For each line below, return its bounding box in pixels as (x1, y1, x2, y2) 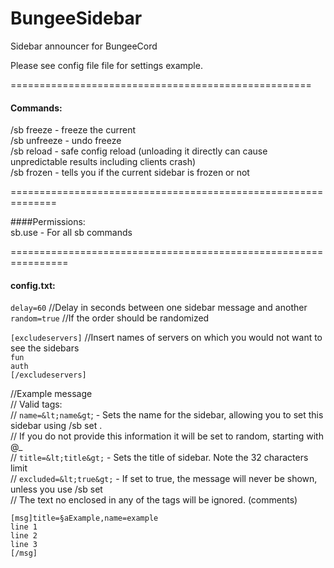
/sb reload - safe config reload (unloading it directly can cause (10, 145, 268, 157)
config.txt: (10, 279, 56, 291)
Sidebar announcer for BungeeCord (10, 40, 158, 52)
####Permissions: (10, 216, 86, 228)
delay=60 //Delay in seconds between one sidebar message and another (10, 302, 308, 314)
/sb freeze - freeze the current (10, 124, 137, 136)
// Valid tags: (10, 398, 63, 411)
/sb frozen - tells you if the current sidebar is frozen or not (10, 167, 250, 179)
